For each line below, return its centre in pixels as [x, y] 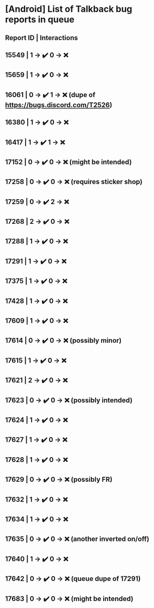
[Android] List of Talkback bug [69, 9]
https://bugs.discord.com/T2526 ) [59, 105]
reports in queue [40, 19]
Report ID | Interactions [41, 38]
